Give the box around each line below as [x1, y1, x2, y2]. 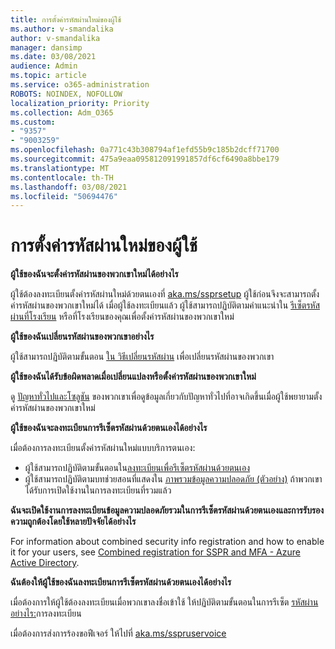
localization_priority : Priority [10, 98, 150, 108]
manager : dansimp [10, 42, 83, 53]
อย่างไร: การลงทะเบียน [10, 607, 82, 620]
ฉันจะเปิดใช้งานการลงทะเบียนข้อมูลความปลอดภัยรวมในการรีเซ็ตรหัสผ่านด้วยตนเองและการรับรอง [10, 504, 325, 516]
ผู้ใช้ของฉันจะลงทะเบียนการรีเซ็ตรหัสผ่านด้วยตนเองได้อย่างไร [10, 422, 208, 434]
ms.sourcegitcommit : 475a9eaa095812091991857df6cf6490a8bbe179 [10, 154, 280, 164]
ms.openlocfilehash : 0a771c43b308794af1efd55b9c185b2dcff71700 [10, 145, 280, 155]
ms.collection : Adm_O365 [10, 107, 114, 118]
